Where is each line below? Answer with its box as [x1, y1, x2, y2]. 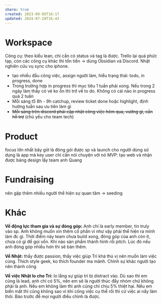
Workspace [5, 37, 52, 48]
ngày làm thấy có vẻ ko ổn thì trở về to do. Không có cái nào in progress [12, 88, 156, 94]
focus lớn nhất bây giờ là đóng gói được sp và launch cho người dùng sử [5, 147, 149, 153]
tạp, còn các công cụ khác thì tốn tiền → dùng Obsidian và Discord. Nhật [5, 58, 150, 64]
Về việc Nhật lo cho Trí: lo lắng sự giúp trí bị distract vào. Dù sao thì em [5, 273, 147, 279]
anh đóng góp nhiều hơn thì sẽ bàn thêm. [5, 244, 87, 250]
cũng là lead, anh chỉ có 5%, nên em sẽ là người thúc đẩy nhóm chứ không [5, 278, 154, 284]
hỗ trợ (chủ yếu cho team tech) [12, 114, 74, 120]
